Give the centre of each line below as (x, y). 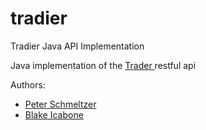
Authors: (28, 84)
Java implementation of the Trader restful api (103, 65)
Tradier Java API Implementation (77, 46)
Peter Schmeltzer (60, 104)
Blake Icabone (54, 114)
